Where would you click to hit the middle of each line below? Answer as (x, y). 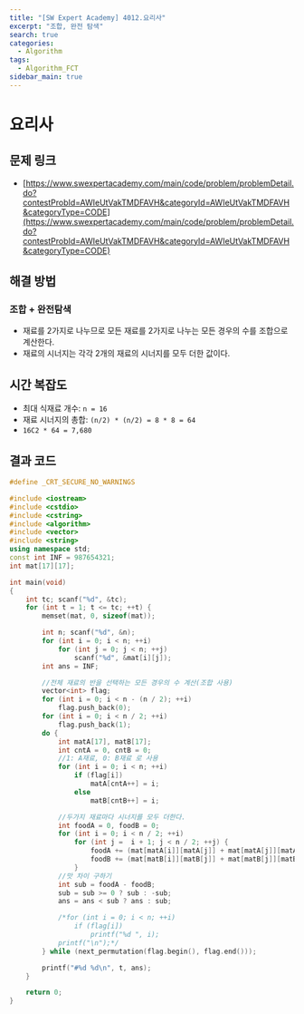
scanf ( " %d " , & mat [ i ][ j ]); (123, 658)
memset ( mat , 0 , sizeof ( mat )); (99, 616)
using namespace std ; (50, 550)
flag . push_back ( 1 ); (94, 725)
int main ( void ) (38, 582)
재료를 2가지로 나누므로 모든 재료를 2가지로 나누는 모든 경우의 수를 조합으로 (155, 331)
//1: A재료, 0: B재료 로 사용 (108, 758)
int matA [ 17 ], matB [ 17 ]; (104, 741)
